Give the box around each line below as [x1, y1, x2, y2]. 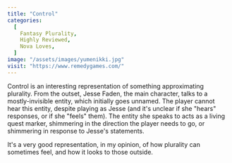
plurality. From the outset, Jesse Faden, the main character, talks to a [7, 89, 208, 98]
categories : [7, 17, 42, 24]
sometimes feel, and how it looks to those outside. [7, 148, 154, 156]
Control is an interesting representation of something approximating [7, 81, 204, 90]
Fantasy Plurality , [20, 30, 78, 37]
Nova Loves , [20, 43, 55, 50]
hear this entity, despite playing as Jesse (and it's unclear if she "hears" [7, 104, 216, 112]
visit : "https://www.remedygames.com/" [7, 63, 125, 70]
